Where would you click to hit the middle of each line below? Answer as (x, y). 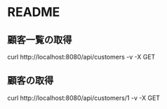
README (34, 12)
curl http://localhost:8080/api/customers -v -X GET (81, 57)
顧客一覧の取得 (40, 39)
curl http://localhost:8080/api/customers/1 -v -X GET (83, 98)
